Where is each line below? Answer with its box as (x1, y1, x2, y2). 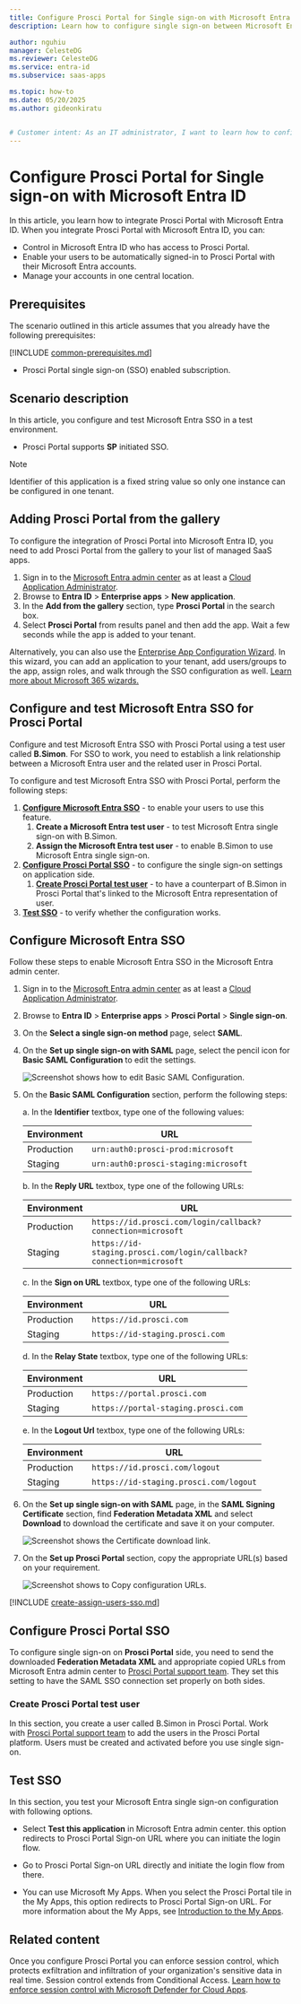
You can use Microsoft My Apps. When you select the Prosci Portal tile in (21, 1887, 292, 1897)
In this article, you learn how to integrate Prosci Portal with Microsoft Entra (9, 215, 284, 226)
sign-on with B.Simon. (35, 830, 118, 841)
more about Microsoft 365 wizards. (9, 674, 139, 686)
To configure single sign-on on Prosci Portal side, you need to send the (9, 1647, 274, 1658)
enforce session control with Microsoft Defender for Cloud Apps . (9, 1984, 249, 1995)
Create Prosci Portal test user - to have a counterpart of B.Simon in (35, 878, 287, 889)
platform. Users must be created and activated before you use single (9, 1737, 263, 1748)
